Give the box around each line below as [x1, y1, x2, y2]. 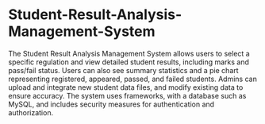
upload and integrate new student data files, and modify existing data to [8, 82, 244, 92]
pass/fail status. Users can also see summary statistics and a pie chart [8, 65, 240, 75]
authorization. [8, 107, 54, 117]
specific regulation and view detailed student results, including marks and [8, 57, 250, 67]
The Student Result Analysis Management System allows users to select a [8, 48, 250, 58]
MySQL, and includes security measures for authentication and [8, 99, 215, 109]
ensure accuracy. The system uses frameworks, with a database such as [8, 91, 247, 100]
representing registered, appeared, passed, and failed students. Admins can [8, 74, 258, 83]
